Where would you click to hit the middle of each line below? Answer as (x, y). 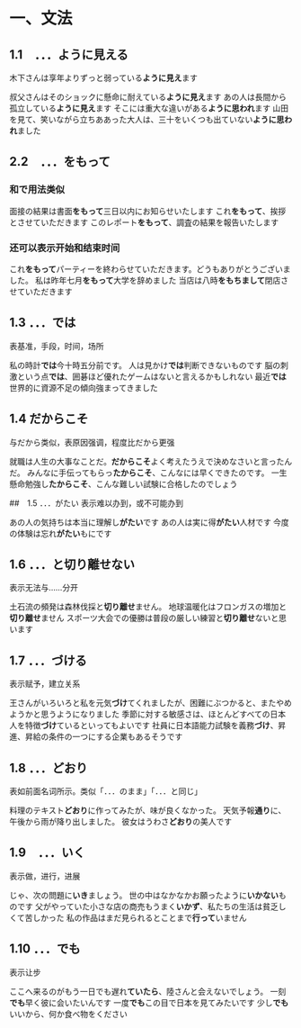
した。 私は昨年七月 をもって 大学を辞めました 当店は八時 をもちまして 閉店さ (149, 280)
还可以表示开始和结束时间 (65, 248)
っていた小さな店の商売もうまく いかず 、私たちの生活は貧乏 (168, 906)
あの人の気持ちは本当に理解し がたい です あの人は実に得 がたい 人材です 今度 (149, 522)
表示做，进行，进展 (45, 876)
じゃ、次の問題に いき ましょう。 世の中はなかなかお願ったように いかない (144, 895)
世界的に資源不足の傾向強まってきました (84, 387)
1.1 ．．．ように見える (69, 54)
